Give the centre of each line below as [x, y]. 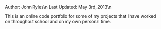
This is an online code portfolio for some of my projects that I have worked [80, 16]
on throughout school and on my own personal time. [58, 22]
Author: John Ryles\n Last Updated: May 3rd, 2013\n [58, 7]
